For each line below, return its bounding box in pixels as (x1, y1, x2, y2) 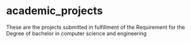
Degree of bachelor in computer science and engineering (6, 29, 147, 37)
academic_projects (6, 4, 103, 18)
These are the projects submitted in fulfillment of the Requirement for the (6, 24, 186, 31)
